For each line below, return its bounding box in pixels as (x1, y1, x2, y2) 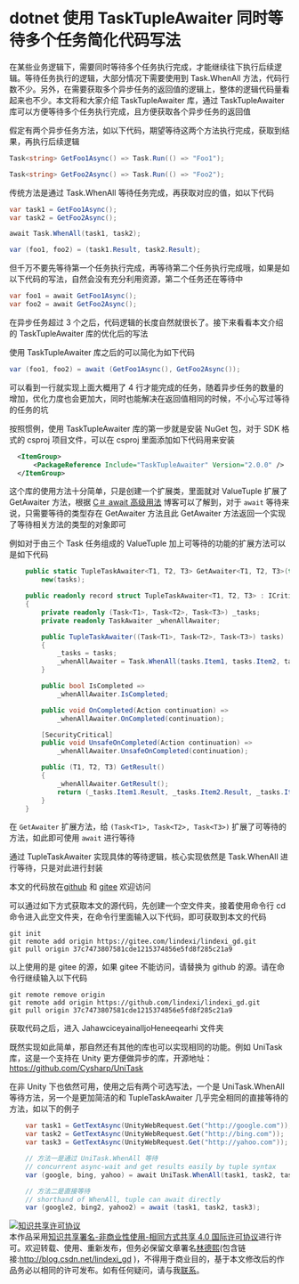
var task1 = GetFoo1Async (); (9, 205, 117, 214)
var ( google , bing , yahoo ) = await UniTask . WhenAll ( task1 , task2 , (25, 1170, 277, 1180)
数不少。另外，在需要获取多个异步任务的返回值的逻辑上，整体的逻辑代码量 (9, 84, 282, 94)
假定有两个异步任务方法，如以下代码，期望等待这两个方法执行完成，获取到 (9, 125, 282, 135)
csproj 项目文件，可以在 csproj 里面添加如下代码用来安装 (26, 434, 236, 445)
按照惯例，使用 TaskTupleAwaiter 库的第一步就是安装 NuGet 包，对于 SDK (9, 423, 280, 434)
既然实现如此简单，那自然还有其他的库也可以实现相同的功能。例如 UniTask (9, 1042, 283, 1052)
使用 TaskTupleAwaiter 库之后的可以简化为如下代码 (9, 346, 196, 357)
